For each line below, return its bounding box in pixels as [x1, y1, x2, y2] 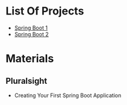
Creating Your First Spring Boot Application [14, 92, 122, 99]
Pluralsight [5, 75, 48, 86]
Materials [5, 52, 54, 66]
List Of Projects [5, 4, 84, 18]
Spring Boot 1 [14, 24, 48, 31]
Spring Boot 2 [14, 30, 49, 37]
